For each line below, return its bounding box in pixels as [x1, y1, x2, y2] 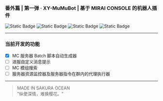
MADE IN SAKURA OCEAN [16, 85, 70, 91]
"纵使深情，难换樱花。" [16, 91, 64, 97]
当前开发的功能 [5, 41, 40, 47]
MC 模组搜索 [12, 65, 38, 71]
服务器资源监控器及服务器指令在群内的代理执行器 [12, 71, 110, 76]
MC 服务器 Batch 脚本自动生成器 [12, 53, 77, 58]
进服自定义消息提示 [12, 58, 51, 64]
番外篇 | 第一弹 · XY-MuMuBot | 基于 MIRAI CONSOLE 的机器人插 [5, 4, 157, 11]
